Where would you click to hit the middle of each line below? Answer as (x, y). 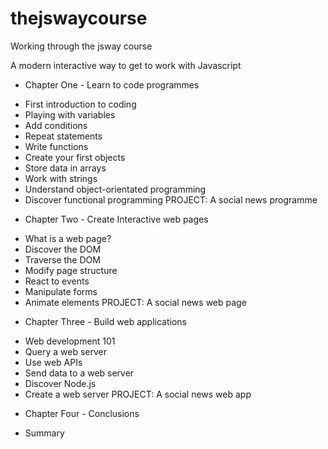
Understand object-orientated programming (115, 189)
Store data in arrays (65, 168)
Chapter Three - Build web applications (105, 321)
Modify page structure (71, 270)
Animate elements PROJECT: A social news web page (135, 302)
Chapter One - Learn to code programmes (112, 84)
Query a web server (65, 351)
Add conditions (56, 125)
